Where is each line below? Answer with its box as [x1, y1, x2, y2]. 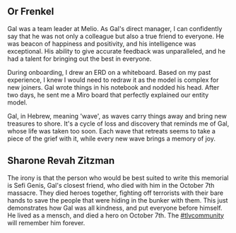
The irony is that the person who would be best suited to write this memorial [7, 173, 229, 182]
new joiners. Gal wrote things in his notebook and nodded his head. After [7, 83, 220, 91]
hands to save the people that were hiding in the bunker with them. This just [7, 196, 228, 204]
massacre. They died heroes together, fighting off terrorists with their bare [7, 189, 224, 197]
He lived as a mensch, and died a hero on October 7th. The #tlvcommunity [7, 211, 225, 220]
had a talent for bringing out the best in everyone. [7, 54, 152, 63]
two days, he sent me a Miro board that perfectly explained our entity [7, 90, 209, 99]
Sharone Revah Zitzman [7, 155, 115, 167]
